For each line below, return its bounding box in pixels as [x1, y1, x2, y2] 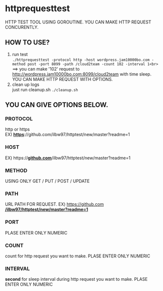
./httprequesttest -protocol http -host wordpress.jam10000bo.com [12, 57, 150, 62]
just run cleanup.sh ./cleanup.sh [12, 86, 78, 93]
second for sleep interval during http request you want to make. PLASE [5, 276, 148, 282]
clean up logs [12, 81, 40, 87]
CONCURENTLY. [5, 24, 39, 30]
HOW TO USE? [5, 39, 50, 47]
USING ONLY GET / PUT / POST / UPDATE [5, 178, 90, 184]
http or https [5, 126, 30, 132]
